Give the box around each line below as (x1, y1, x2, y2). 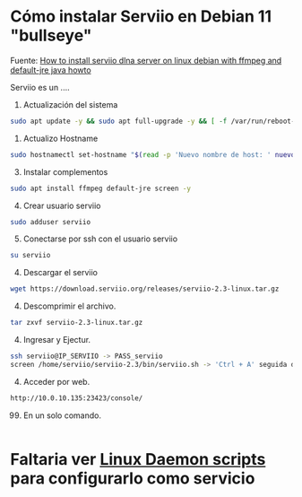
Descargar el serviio (22, 267, 98, 278)
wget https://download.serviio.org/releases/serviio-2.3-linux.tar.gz (10, 284, 280, 293)
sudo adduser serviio (10, 217, 91, 226)
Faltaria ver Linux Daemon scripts (10, 449, 266, 469)
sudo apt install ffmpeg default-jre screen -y (10, 184, 192, 193)
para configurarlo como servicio (10, 468, 255, 488)
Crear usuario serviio (22, 200, 101, 211)
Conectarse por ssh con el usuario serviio (22, 233, 178, 244)
